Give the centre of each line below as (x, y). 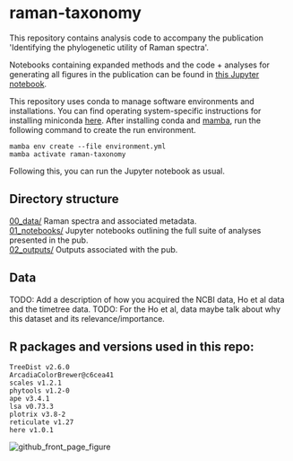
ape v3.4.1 (30, 399)
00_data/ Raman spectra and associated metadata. (103, 221)
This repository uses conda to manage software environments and (132, 101)
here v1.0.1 (31, 430)
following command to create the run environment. (103, 129)
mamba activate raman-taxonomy (68, 154)
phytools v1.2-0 (39, 391)
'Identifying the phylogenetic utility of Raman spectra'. (109, 47)
